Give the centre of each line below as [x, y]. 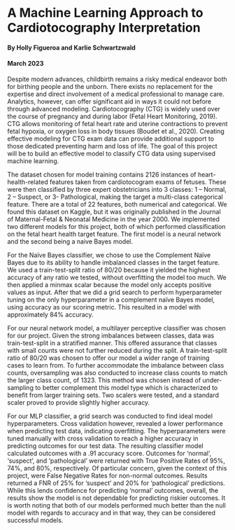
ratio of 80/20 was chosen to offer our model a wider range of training [108, 358]
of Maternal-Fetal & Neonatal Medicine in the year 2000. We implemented [114, 219]
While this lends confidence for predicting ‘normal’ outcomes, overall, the [113, 490]
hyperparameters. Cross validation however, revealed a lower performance [115, 423]
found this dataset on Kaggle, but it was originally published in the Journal [114, 211]
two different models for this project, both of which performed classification [116, 226]
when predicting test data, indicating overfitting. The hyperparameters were [116, 431]
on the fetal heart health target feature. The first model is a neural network [114, 234]
